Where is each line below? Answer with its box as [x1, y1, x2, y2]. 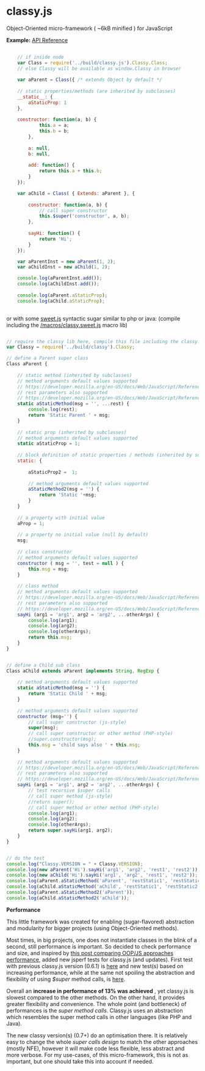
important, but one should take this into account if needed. [6, 1058, 154, 1065]
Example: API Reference [6, 36, 68, 44]
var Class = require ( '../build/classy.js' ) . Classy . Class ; [17, 59, 168, 66]
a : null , [28, 145, 51, 151]
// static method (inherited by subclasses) [17, 372, 132, 378]
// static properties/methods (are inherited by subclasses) [17, 88, 176, 94]
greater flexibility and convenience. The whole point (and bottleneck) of [6, 1000, 187, 1007]
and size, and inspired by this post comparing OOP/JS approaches [6, 949, 174, 956]
